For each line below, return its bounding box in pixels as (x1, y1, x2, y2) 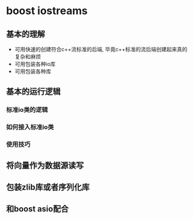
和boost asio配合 (6, 204, 69, 214)
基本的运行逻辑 (6, 87, 61, 97)
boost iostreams (6, 4, 88, 18)
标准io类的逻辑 (6, 106, 48, 114)
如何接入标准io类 (6, 123, 54, 131)
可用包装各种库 (14, 68, 51, 75)
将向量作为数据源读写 (6, 160, 84, 170)
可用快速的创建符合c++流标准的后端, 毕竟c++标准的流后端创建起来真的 (14, 46, 188, 52)
